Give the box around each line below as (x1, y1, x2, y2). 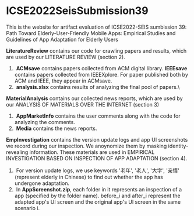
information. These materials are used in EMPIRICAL (29, 148, 155, 156)
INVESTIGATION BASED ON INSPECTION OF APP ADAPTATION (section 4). (6, 155, 188, 162)
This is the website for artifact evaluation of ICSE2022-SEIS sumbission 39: (6, 23, 187, 30)
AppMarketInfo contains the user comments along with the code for (16, 112, 181, 119)
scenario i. (14, 204, 40, 211)
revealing (6, 148, 29, 156)
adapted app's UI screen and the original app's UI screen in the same (14, 198, 181, 205)
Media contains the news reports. (16, 125, 97, 132)
